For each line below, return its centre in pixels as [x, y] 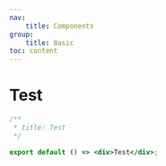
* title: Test [39, 127]
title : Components [60, 26]
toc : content [34, 51]
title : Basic [50, 43]
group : [22, 34]
